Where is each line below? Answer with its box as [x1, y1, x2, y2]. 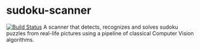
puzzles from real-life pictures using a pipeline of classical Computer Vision [6, 29, 194, 36]
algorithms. [6, 36, 34, 43]
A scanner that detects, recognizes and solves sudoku [43, 23, 179, 30]
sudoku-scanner [6, 4, 92, 17]
